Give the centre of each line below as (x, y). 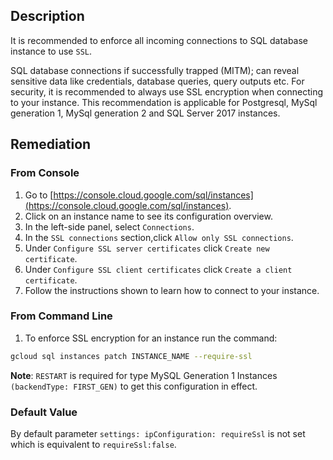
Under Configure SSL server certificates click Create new (147, 248)
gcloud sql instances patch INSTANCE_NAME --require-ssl (131, 356)
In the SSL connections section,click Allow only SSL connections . (159, 237)
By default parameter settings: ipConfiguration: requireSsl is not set (158, 433)
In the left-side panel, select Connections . (109, 226)
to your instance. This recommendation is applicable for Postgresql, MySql (164, 102)
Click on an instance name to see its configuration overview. (148, 216)
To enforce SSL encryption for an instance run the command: (151, 338)
